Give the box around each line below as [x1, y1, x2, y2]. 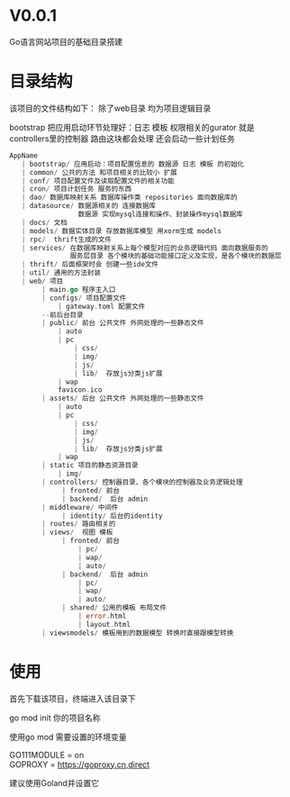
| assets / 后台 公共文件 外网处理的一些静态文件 [41, 394, 204, 403]
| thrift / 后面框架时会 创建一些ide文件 [21, 260, 159, 269]
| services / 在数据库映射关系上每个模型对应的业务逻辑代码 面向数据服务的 [21, 243, 268, 252]
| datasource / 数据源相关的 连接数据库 [21, 202, 156, 211]
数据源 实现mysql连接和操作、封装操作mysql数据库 [77, 210, 243, 219]
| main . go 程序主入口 [41, 285, 116, 294]
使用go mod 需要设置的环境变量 [9, 731, 128, 742]
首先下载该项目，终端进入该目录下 [9, 693, 136, 703]
